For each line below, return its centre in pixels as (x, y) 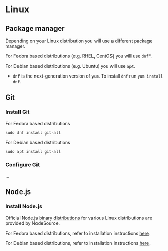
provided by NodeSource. (33, 223)
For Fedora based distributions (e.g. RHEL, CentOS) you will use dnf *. (78, 56)
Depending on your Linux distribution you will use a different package (79, 41)
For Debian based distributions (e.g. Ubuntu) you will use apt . (70, 66)
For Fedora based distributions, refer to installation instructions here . (78, 233)
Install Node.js (24, 206)
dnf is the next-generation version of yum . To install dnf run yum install (88, 76)
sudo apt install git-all (33, 152)
